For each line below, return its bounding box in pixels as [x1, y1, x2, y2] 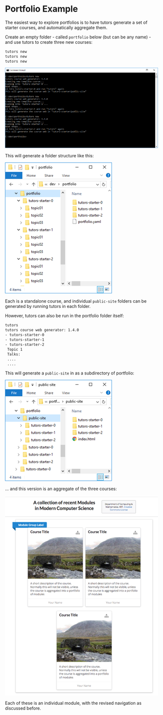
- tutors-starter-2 [5, 342, 45, 347]
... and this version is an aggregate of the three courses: [5, 486, 117, 492]
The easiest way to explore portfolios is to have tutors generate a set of [5, 19, 148, 25]
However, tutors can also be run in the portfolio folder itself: [5, 312, 124, 319]
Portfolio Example [5, 3, 78, 15]
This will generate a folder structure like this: [5, 153, 94, 158]
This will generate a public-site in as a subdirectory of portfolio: [5, 370, 134, 376]
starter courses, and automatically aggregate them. [5, 24, 108, 30]
